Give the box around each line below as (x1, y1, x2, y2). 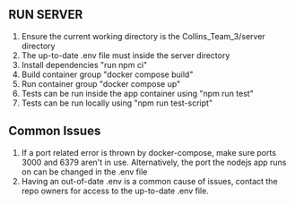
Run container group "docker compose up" (21, 78, 181, 89)
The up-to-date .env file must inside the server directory (21, 49, 230, 61)
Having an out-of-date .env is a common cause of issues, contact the (21, 175, 279, 186)
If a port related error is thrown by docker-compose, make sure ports (21, 147, 277, 158)
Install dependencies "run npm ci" (21, 59, 148, 70)
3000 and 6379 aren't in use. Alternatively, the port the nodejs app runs (21, 157, 287, 167)
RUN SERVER (8, 7, 83, 22)
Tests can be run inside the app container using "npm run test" (21, 88, 255, 98)
